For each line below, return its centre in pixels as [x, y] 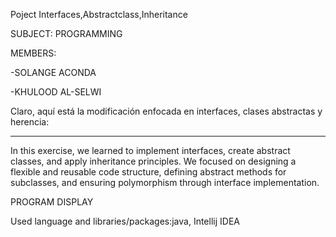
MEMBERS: [33, 53]
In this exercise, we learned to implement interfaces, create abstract [150, 150]
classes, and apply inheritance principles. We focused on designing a [153, 161]
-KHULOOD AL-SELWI [56, 92]
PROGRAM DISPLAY [52, 202]
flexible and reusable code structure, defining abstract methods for [148, 172]
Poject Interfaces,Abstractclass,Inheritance [99, 14]
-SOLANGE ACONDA [53, 72]
